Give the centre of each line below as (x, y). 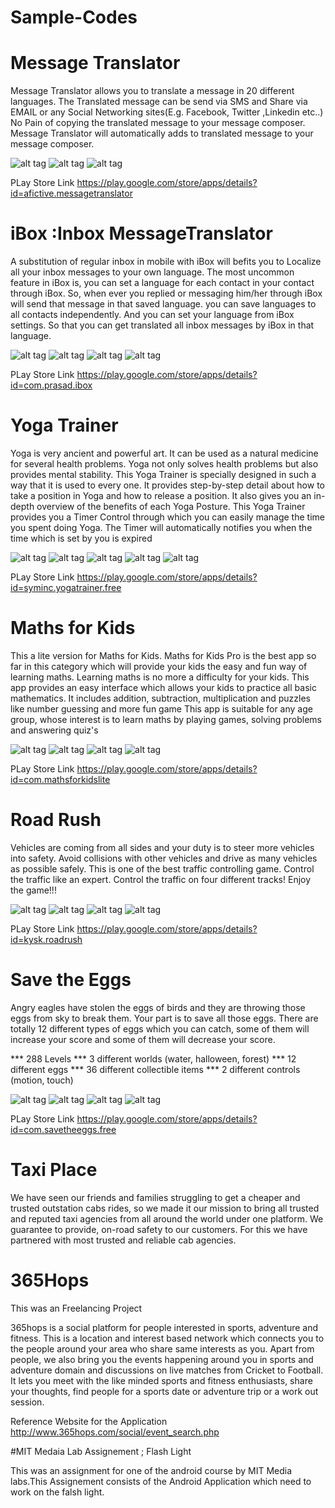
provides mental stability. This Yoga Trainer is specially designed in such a (163, 474)
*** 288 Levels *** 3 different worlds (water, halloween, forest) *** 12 (153, 1058)
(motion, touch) (42, 1080)
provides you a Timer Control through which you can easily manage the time (167, 517)
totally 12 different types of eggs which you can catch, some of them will (160, 1028)
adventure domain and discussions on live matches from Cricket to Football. (167, 1370)
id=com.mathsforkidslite (60, 779)
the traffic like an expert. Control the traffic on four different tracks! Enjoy (161, 879)
